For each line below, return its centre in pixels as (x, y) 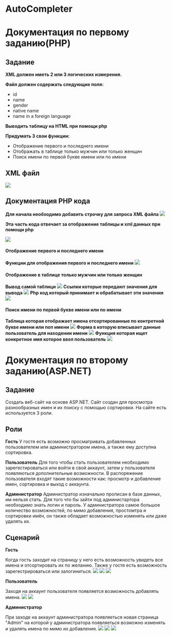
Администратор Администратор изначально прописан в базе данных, (83, 494)
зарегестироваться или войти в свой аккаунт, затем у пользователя (80, 468)
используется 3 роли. (29, 413)
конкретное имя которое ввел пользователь (56, 340)
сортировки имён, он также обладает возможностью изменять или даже (86, 516)
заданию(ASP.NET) (49, 371)
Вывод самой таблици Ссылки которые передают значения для (81, 287)
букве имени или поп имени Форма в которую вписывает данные (83, 327)
